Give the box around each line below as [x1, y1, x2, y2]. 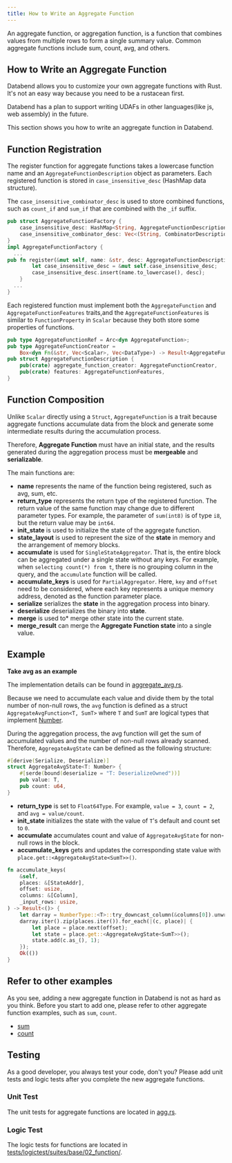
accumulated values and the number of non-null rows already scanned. [7, 736, 211, 744]
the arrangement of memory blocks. [17, 540, 120, 549]
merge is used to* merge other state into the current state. [17, 614, 184, 622]
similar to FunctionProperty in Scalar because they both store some [7, 316, 200, 324]
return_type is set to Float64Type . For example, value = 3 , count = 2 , [17, 802, 215, 810]
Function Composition [7, 394, 105, 406]
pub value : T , [19, 776, 60, 784]
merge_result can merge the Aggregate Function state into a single [17, 621, 212, 629]
